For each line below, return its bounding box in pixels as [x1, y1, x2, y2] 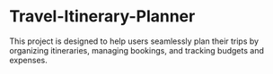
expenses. [9, 54, 48, 65]
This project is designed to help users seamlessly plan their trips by [9, 36, 259, 46]
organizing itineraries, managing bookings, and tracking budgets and [9, 45, 265, 55]
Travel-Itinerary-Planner [9, 6, 196, 27]
